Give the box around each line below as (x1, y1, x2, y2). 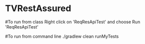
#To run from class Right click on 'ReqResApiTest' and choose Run (5, 19, 141, 25)
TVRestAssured (5, 3, 71, 14)
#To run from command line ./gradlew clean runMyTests (5, 33, 119, 39)
